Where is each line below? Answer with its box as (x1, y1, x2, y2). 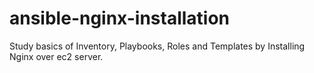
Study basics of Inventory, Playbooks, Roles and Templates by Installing (9, 40, 306, 52)
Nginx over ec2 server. (9, 50, 104, 62)
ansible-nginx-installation (9, 7, 231, 30)
